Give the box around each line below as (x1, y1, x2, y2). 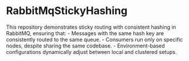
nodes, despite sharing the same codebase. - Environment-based (6, 42, 166, 49)
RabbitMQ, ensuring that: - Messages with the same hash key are (6, 29, 164, 36)
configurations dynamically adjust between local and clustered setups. (6, 48, 177, 55)
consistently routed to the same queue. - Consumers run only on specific (6, 36, 183, 43)
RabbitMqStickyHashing (6, 4, 128, 18)
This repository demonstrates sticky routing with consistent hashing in (6, 23, 176, 30)
